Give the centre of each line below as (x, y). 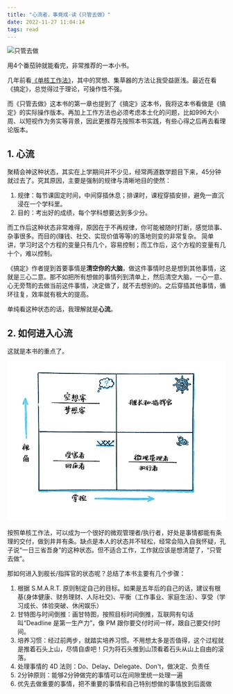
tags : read (23, 29)
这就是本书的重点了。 (37, 351)
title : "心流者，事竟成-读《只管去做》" (59, 15)
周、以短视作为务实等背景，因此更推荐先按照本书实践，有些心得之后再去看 (113, 121)
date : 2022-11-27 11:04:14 (46, 22)
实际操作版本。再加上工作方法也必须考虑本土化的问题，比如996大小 (122, 113)
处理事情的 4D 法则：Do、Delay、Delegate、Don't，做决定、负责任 (113, 666)
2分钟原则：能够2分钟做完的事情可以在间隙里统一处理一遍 (100, 675)
